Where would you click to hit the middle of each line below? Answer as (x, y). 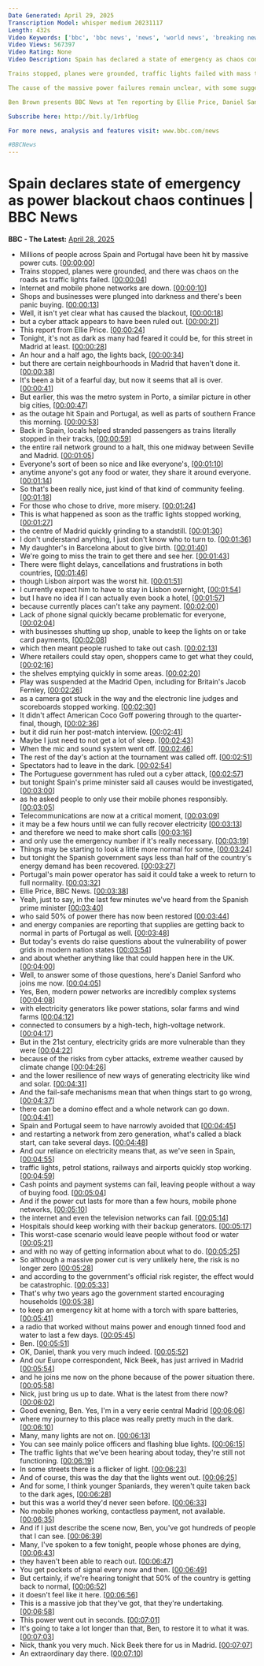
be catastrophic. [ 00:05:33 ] (64, 1285)
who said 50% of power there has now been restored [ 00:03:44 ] (124, 916)
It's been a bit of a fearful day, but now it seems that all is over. (121, 380)
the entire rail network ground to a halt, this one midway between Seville (136, 447)
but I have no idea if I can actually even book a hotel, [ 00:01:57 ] (122, 598)
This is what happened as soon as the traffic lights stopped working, (130, 514)
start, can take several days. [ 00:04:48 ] (84, 1142)
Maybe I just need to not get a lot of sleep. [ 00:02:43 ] (106, 740)
